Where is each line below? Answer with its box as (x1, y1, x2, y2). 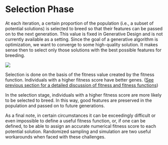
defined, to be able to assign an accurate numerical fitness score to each (5, 123, 156, 129)
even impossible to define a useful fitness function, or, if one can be (5, 117, 146, 124)
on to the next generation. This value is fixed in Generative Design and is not (5, 31, 163, 37)
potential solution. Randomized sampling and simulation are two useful (5, 128, 151, 134)
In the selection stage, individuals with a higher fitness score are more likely (5, 92, 162, 98)
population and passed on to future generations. (5, 102, 105, 109)
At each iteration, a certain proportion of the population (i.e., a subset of (5, 20, 154, 26)
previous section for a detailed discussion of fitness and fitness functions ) (5, 82, 158, 88)
